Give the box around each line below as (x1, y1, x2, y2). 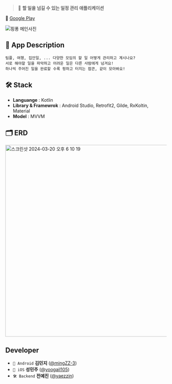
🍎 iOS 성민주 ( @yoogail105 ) (12, 367, 70, 373)
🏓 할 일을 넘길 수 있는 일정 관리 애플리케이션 (17, 5, 104, 11)
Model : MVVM (12, 113, 45, 119)
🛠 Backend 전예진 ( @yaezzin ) (12, 373, 74, 379)
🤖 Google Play (5, 15, 35, 21)
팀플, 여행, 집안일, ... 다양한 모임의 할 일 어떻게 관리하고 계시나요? (5, 55, 136, 60)
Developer (5, 346, 39, 354)
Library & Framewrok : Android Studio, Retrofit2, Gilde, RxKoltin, (12, 102, 149, 108)
